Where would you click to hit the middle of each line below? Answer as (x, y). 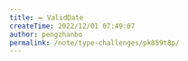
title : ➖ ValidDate (47, 17)
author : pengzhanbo (46, 34)
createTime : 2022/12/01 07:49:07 (72, 26)
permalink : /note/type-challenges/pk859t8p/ (94, 43)
